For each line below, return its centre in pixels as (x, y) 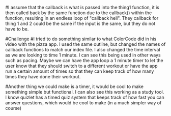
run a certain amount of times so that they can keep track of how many (80, 71)
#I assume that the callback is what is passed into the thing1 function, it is (82, 7)
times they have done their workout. (43, 77)
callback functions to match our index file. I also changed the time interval (83, 50)
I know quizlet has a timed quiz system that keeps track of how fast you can (85, 97)
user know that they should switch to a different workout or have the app (81, 66)
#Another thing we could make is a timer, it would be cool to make (75, 86)
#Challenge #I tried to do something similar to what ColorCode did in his (81, 39)
